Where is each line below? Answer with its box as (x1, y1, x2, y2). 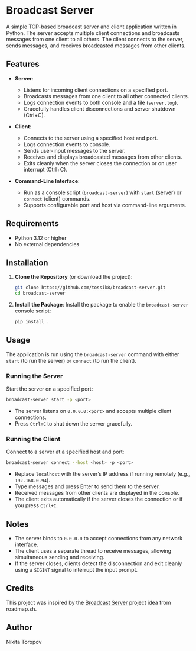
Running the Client (6, 434, 61, 443)
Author (6, 623, 32, 633)
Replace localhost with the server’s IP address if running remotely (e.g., (14, 470, 190, 478)
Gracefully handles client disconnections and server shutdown (23, 105, 176, 112)
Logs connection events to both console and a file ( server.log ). (23, 99, 178, 106)
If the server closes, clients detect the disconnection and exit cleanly (14, 560, 182, 567)
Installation (6, 257, 48, 268)
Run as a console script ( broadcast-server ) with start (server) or (23, 189, 182, 196)
